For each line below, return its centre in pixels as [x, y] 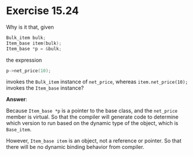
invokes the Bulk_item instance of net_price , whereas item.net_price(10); [97, 82]
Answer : [17, 99]
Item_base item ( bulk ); [34, 43]
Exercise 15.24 [43, 11]
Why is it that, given [30, 27]
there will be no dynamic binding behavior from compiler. [75, 147]
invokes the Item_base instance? [45, 88]
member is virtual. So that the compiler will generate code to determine [92, 117]
